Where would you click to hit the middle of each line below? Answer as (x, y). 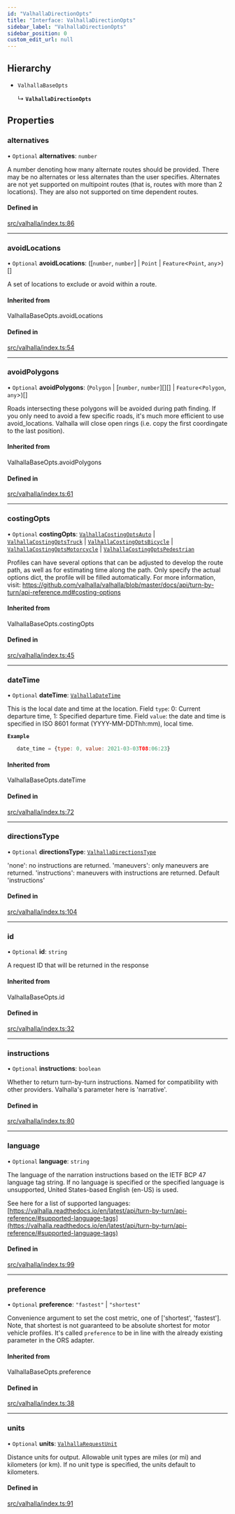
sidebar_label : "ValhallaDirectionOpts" (67, 27)
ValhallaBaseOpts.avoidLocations (55, 316)
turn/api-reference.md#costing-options (64, 592)
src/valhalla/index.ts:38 (41, 1403)
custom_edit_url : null (40, 40)
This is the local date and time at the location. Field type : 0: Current (104, 709)
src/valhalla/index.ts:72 (41, 812)
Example (19, 737)
